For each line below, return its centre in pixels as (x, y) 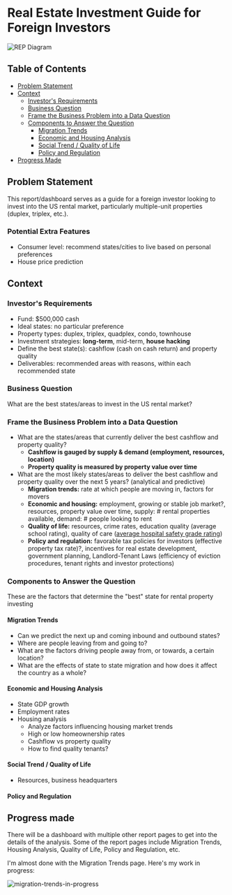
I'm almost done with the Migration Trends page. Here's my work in (104, 863)
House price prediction (50, 261)
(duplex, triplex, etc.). (38, 214)
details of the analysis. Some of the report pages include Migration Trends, (115, 842)
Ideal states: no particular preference (70, 326)
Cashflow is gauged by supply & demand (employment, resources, (126, 452)
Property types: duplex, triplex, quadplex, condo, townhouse (104, 334)
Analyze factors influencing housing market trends (100, 726)
